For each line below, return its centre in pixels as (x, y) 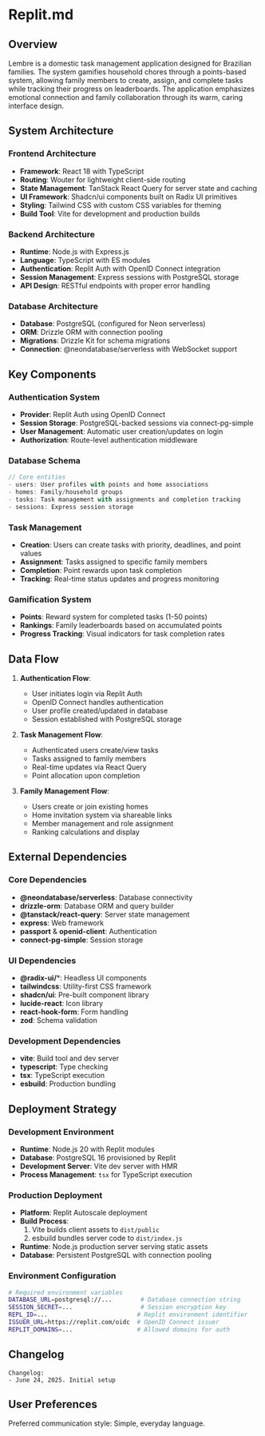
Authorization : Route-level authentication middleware (109, 440)
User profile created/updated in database (100, 711)
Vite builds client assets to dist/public (95, 1230)
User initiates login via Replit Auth (87, 694)
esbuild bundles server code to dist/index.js (107, 1238)
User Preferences (53, 1404)
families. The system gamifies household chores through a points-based (127, 72)
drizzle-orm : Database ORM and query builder (97, 905)
